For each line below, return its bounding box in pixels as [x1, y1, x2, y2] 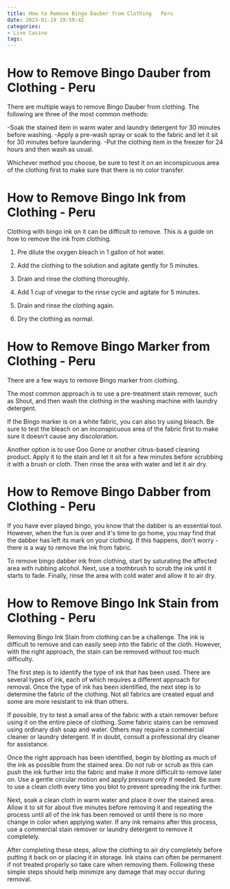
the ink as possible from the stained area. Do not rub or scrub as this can [7, 760, 214, 769]
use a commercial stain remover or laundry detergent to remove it [7, 825, 193, 833]
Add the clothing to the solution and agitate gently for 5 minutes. [16, 261, 200, 269]
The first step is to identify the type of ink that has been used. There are [7, 668, 211, 676]
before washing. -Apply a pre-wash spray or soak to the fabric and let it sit [7, 131, 218, 139]
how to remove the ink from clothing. [7, 235, 111, 243]
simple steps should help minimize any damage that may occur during [7, 868, 205, 876]
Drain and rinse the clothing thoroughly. [16, 275, 130, 283]
